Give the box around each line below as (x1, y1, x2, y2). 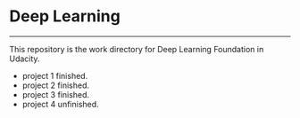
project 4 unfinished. (21, 98, 100, 109)
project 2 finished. (21, 80, 90, 90)
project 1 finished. (21, 70, 88, 81)
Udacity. (9, 53, 40, 64)
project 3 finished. (21, 89, 90, 99)
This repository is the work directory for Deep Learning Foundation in (9, 43, 264, 54)
